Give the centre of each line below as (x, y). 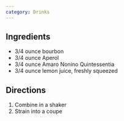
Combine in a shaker (40, 105)
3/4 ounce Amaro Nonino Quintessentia (64, 64)
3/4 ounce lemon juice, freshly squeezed (66, 71)
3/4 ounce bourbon (39, 51)
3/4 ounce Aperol (37, 58)
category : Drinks (28, 12)
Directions (26, 90)
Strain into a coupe (38, 111)
